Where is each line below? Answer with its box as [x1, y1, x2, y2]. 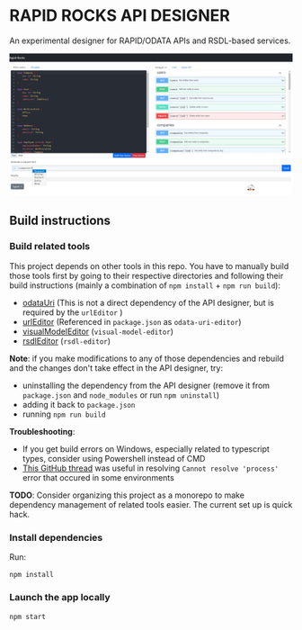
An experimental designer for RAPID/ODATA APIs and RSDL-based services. [9, 35, 291, 46]
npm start [9, 613, 47, 622]
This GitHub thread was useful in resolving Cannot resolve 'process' [22, 463, 280, 473]
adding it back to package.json [22, 399, 136, 409]
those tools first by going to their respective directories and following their [9, 270, 284, 281]
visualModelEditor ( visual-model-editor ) [22, 326, 173, 337]
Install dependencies [9, 531, 103, 544]
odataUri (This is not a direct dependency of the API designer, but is [22, 297, 274, 308]
